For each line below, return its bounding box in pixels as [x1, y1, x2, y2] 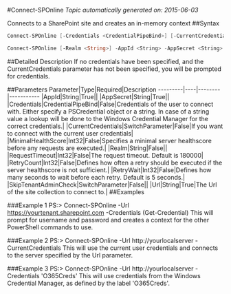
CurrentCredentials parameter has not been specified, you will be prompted [7, 65, 221, 73]
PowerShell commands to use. [7, 223, 93, 231]
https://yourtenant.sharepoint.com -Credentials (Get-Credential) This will [7, 208, 214, 216]
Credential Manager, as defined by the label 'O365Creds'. [7, 279, 170, 287]
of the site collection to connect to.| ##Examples [7, 187, 144, 196]
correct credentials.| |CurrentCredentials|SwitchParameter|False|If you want [7, 122, 223, 130]
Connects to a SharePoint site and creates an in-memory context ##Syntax [7, 19, 220, 27]
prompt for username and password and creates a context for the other [7, 216, 210, 224]
